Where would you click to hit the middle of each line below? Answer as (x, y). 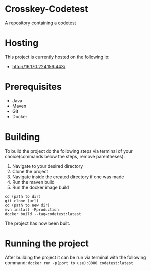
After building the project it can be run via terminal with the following (76, 257)
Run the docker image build (41, 187)
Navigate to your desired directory (48, 166)
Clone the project (30, 171)
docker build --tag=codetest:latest (43, 214)
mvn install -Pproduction (32, 210)
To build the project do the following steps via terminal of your (69, 151)
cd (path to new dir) (28, 205)
